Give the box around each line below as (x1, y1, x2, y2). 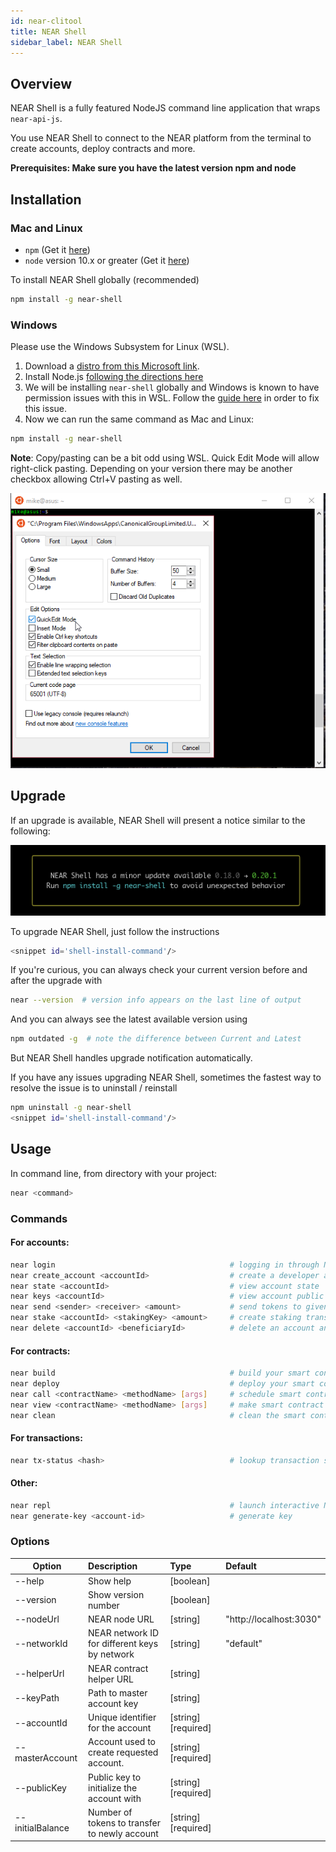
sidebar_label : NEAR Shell (10, 37, 123, 47)
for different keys (88, 1638, 159, 1650)
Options (10, 1535, 50, 1549)
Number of (88, 1806, 133, 1818)
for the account (88, 1722, 152, 1734)
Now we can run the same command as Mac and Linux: (24, 413, 255, 425)
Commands (10, 1211, 68, 1225)
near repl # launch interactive (10, 1500, 320, 1510)
